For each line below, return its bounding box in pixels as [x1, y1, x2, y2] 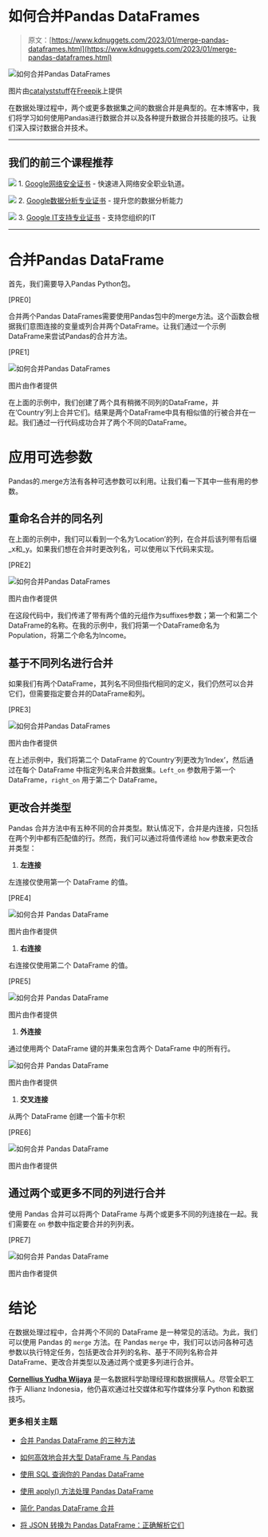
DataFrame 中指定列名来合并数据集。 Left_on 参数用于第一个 [37, 765, 236, 774]
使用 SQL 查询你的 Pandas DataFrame [19, 1469, 144, 1480]
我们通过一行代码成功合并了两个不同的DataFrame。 [22, 417, 191, 427]
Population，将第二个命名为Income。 [8, 631, 131, 640]
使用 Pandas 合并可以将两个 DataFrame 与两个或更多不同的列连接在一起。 [8, 1209, 251, 1219]
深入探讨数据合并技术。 [14, 123, 93, 132]
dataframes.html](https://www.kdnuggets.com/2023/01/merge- [27, 44, 237, 53]
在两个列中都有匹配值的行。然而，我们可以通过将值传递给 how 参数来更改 [8, 834, 247, 843]
